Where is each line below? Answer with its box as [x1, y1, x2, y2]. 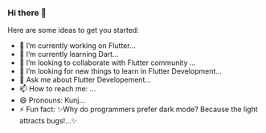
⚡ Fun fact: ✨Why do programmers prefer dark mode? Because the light [18, 104, 258, 115]
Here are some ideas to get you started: [7, 26, 140, 35]
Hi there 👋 [7, 7, 47, 18]
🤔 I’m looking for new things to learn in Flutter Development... [18, 66, 223, 76]
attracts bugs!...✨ [18, 116, 78, 126]
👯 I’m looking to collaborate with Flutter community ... [18, 58, 196, 67]
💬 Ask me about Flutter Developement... [18, 75, 152, 85]
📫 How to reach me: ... [18, 84, 96, 94]
